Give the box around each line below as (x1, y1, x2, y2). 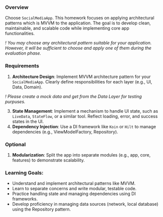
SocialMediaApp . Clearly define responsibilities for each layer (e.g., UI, (12, 79, 152, 84)
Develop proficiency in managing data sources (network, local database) (12, 201, 159, 207)
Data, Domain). (12, 84, 42, 90)
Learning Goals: (5, 169, 44, 176)
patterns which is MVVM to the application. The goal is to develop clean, (5, 20, 151, 26)
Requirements (5, 62, 40, 69)
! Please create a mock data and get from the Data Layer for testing (5, 93, 142, 99)
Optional (5, 141, 26, 148)
